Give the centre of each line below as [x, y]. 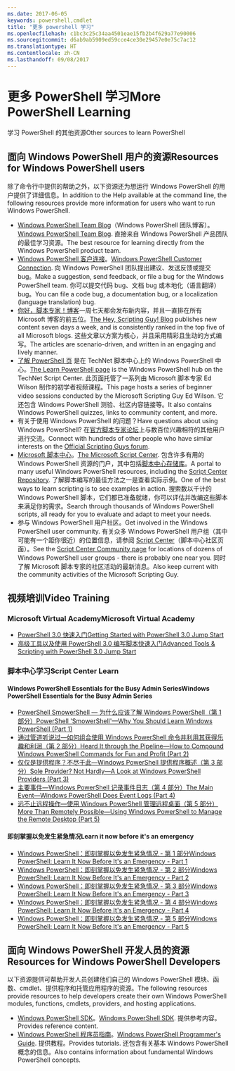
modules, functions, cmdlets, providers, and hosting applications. [102, 1003]
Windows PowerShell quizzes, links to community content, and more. [117, 412]
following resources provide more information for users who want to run [111, 203]
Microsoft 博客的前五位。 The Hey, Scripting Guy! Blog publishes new [117, 319]
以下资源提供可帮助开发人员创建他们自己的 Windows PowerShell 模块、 [110, 979]
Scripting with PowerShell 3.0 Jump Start [77, 651]
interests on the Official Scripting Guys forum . [83, 446]
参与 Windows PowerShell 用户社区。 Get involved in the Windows [113, 522]
